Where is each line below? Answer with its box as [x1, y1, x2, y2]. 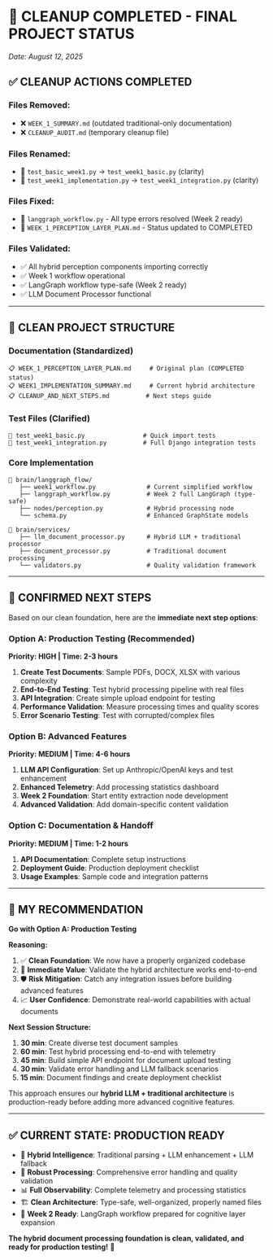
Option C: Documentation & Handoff [8, 820, 154, 831]
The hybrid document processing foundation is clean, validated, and [8, 1233, 245, 1244]
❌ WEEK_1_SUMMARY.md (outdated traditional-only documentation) [19, 118, 232, 128]
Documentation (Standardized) [8, 345, 134, 357]
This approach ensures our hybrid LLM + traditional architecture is [8, 1088, 235, 1098]
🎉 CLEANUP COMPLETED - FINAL [8, 7, 238, 26]
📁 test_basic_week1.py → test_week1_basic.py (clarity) [19, 166, 205, 176]
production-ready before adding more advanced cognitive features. [8, 1097, 236, 1107]
